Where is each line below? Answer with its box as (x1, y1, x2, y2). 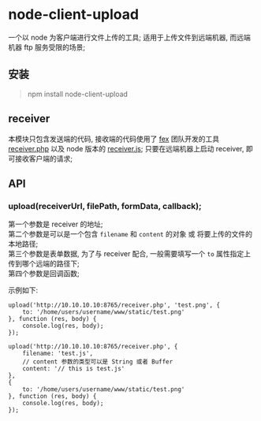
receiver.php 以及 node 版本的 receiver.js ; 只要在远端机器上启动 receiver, (8, 143, 244, 153)
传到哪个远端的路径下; (8, 259, 80, 269)
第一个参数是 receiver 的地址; (8, 219, 103, 229)
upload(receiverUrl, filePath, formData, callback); (8, 200, 203, 211)
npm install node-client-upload (27, 89, 129, 99)
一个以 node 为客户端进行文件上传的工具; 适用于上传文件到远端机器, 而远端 (8, 32, 251, 42)
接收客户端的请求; (14, 154, 73, 163)
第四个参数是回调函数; (8, 269, 80, 278)
